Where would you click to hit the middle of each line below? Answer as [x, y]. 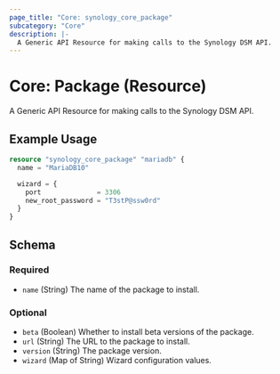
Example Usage [53, 139]
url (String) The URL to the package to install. [106, 341]
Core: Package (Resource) [108, 86]
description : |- [39, 34]
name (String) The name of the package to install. [111, 289]
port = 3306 [73, 192]
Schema [32, 244]
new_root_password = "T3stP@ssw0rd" [93, 200]
